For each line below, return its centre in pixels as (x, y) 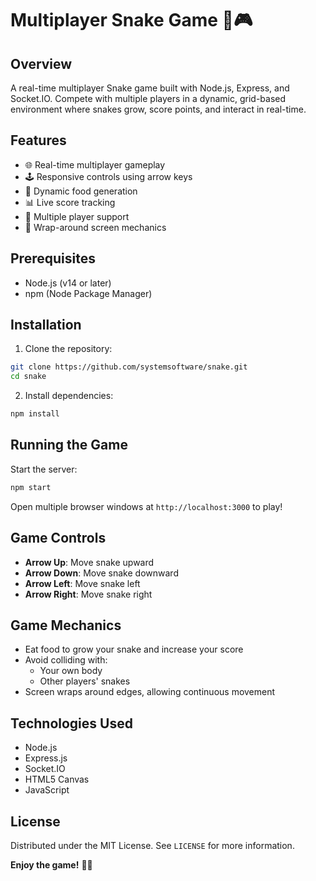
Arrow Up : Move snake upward (89, 562)
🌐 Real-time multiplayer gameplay (95, 164)
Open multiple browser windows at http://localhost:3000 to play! (146, 506)
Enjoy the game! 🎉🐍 (51, 865)
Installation (46, 325)
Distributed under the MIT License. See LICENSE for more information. (152, 845)
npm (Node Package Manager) (88, 293)
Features (38, 140)
